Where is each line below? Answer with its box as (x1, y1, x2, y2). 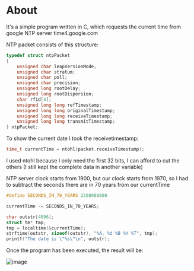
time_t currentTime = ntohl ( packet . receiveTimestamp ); (6, 146, 145, 152)
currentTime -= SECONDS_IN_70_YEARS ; (6, 203, 100, 209)
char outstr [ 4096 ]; (6, 214, 55, 220)
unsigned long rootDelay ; (17, 85, 81, 92)
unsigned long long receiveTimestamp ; (17, 113, 113, 119)
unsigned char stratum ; (17, 69, 76, 75)
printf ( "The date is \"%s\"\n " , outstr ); (6, 236, 110, 242)
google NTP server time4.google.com (6, 29, 98, 36)
